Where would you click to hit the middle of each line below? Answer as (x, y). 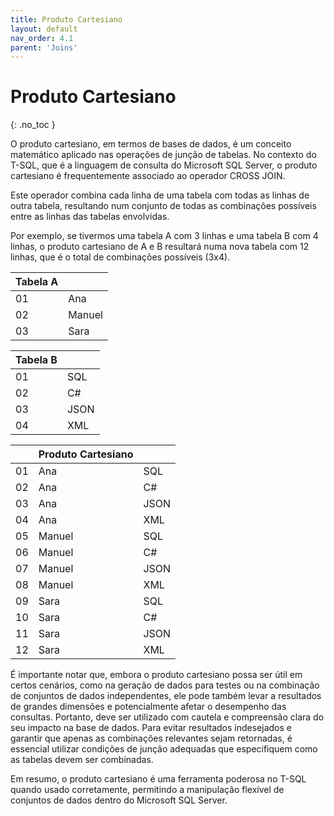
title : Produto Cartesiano (66, 19)
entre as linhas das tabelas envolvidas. (90, 217)
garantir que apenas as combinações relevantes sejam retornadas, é (151, 738)
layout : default (44, 29)
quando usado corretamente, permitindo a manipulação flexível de (147, 790)
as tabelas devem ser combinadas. (82, 760)
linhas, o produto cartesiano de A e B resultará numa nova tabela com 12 (160, 247)
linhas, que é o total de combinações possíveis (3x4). (120, 257)
